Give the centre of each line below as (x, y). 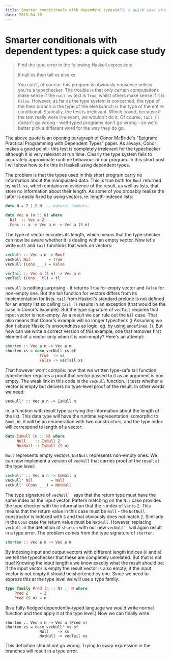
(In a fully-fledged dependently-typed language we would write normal (80, 607)
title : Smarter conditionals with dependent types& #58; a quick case (81, 10)
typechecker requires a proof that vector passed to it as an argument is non (84, 375)
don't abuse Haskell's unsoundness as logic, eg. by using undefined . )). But (84, 326)
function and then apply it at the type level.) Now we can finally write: (78, 613)
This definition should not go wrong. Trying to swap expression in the (78, 645)
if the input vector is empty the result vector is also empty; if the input (78, 568)
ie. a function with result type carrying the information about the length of (82, 410)
